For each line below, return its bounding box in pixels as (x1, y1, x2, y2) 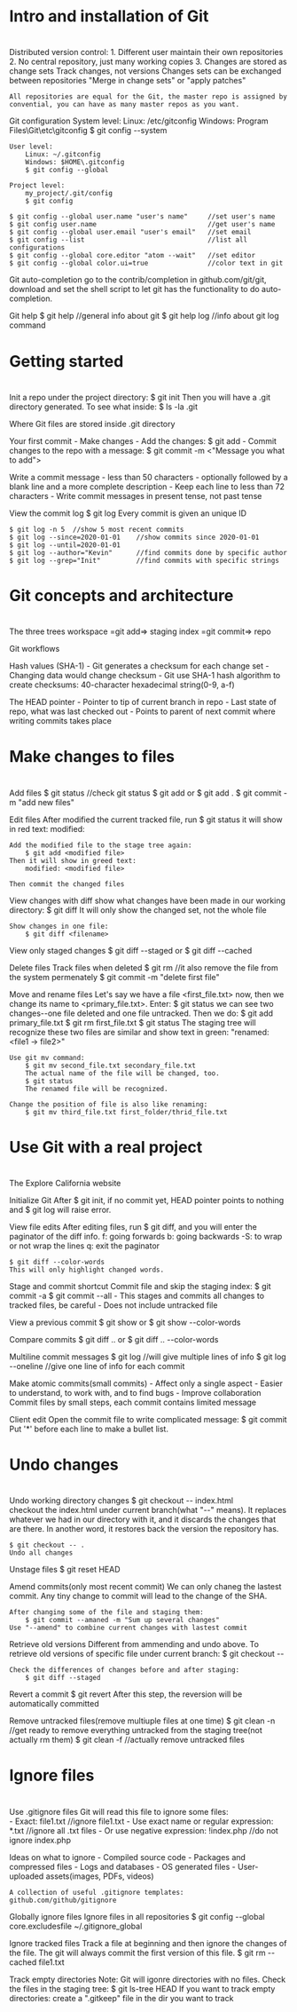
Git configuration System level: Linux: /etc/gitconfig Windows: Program (9, 115, 269, 126)
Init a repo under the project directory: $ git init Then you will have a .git (9, 392, 271, 402)
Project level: (9, 181, 66, 190)
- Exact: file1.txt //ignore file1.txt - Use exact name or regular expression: (9, 1816, 274, 1826)
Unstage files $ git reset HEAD (9, 1564, 121, 1575)
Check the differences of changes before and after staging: (9, 1666, 240, 1675)
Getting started (9, 351, 124, 371)
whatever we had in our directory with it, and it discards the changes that (9, 1514, 277, 1525)
